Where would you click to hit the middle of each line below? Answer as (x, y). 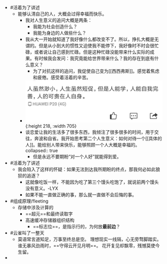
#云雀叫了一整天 (27, 233)
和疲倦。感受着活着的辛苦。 (62, 77)
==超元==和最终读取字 (49, 214)
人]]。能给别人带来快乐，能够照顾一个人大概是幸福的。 (82, 145)
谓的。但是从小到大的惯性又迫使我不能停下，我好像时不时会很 (90, 46)
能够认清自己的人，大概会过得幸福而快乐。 (62, 14)
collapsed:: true (42, 151)
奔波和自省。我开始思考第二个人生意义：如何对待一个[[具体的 (98, 138)
